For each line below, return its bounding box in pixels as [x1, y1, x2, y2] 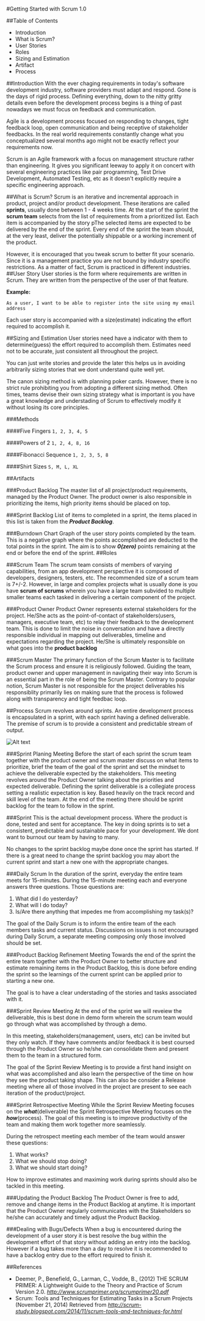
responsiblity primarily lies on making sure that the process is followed [6, 689, 184, 696]
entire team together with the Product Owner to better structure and [6, 958, 177, 965]
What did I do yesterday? [15, 895, 78, 902]
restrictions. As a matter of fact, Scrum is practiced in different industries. [6, 263, 191, 271]
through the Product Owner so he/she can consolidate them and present [6, 1045, 189, 1052]
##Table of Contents [6, 17, 58, 24]
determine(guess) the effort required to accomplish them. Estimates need [6, 341, 191, 348]
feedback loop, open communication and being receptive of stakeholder [6, 124, 188, 131]
